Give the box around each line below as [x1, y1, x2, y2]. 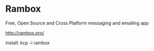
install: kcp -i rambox [5, 39, 50, 46]
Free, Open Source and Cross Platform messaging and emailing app [5, 20, 149, 26]
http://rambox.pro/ [5, 30, 45, 36]
